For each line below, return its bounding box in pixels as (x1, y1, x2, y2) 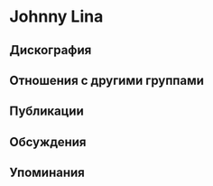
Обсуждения (9, 134, 87, 150)
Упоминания (9, 165, 86, 181)
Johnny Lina (9, 6, 104, 27)
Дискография (9, 42, 92, 58)
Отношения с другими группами (9, 72, 205, 88)
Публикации (9, 104, 84, 119)
